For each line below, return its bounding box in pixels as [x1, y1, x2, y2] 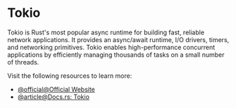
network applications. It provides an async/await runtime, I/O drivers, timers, [7, 35, 230, 43]
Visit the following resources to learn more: [7, 72, 132, 80]
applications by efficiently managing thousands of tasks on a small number [7, 50, 225, 59]
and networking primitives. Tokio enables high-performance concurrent [7, 43, 216, 51]
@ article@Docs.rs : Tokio [17, 93, 90, 101]
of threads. [7, 58, 39, 66]
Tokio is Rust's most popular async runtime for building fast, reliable [7, 28, 205, 36]
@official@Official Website [17, 85, 95, 93]
